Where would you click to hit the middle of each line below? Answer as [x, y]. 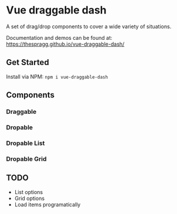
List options [29, 192]
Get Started [28, 62]
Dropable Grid [26, 159]
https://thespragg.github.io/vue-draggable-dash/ [65, 44]
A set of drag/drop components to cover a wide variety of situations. [89, 26]
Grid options [30, 198]
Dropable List [25, 143]
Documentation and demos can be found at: [59, 38]
